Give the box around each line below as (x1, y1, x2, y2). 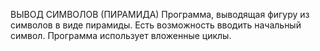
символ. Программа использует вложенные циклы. (10, 30, 232, 41)
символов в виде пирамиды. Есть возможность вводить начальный (10, 19, 302, 31)
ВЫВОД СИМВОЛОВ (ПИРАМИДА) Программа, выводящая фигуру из (10, 9, 310, 20)
